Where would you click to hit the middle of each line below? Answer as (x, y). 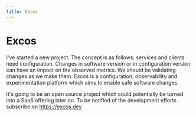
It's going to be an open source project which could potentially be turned (95, 94)
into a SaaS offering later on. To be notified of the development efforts (92, 100)
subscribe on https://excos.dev (44, 107)
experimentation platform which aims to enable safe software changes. (92, 82)
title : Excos (22, 12)
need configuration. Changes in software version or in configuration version (98, 63)
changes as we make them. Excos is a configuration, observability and (92, 76)
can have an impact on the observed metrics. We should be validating (91, 70)
